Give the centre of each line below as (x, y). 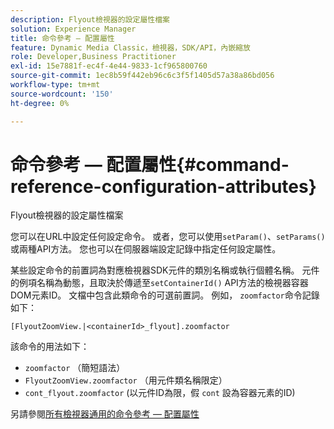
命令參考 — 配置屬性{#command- (150, 164)
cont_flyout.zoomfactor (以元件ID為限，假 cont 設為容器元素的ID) (160, 393)
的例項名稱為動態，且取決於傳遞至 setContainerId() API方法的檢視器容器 (159, 283)
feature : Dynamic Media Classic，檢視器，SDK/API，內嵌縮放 (130, 47)
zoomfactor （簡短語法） (75, 368)
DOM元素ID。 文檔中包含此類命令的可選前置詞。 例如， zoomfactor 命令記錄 (165, 295)
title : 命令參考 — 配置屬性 (62, 38)
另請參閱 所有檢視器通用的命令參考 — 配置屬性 (105, 414)
